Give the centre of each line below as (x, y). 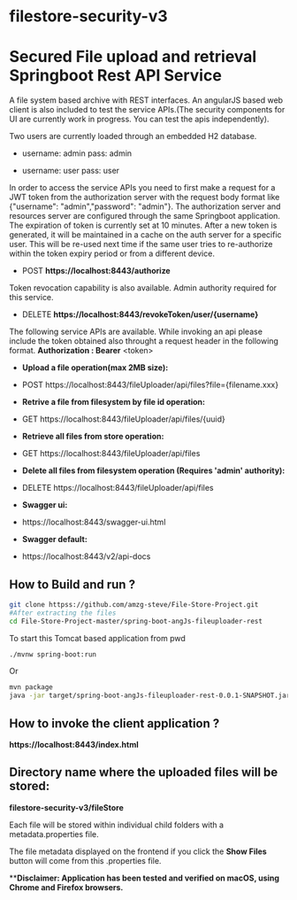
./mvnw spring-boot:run (53, 654)
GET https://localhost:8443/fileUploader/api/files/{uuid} (123, 419)
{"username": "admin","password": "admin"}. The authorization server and (145, 206)
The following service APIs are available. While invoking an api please (136, 332)
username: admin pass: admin (77, 153)
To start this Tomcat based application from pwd (97, 638)
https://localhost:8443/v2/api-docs (86, 556)
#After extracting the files (63, 613)
